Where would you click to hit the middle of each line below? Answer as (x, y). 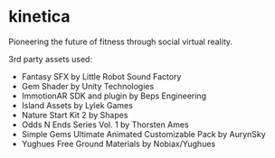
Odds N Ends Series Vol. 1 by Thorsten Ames (105, 125)
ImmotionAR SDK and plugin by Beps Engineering (114, 96)
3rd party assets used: (50, 59)
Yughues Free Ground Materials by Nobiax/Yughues (119, 144)
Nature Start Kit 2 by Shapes (75, 115)
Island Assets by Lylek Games (77, 105)
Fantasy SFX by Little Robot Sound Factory (101, 76)
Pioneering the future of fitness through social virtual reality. (120, 42)
